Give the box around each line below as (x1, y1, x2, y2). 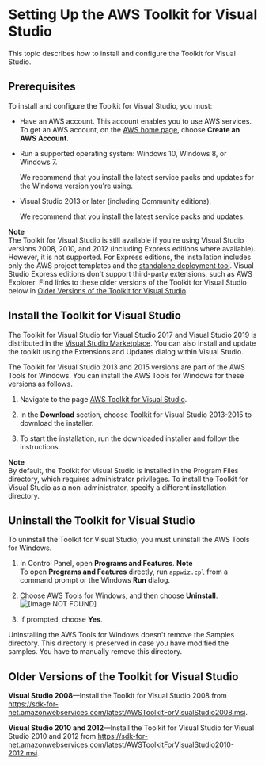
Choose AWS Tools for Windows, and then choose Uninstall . (19, 591, 218, 600)
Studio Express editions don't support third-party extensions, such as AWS (8, 269, 253, 278)
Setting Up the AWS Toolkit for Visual (8, 6, 258, 24)
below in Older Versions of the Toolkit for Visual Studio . (8, 285, 188, 295)
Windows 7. (19, 157, 58, 166)
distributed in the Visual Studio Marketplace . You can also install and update (8, 339, 256, 348)
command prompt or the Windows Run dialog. (19, 576, 171, 585)
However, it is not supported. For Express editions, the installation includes (8, 252, 252, 262)
